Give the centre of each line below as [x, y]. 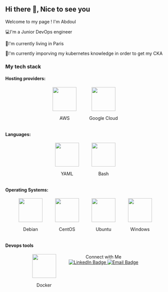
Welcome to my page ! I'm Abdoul [41, 21]
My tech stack [23, 67]
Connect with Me [104, 256]
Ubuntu [104, 230]
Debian [30, 230]
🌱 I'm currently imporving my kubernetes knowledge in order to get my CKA [84, 53]
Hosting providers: [25, 79]
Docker [44, 285]
